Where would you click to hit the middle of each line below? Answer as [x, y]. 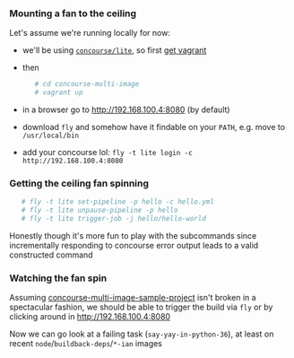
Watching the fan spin [58, 278]
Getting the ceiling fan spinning [79, 183]
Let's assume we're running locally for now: [90, 33]
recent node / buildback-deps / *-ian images [86, 344]
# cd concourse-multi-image [87, 84]
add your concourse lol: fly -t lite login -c [107, 153]
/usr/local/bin [51, 136]
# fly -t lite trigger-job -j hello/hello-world [113, 219]
